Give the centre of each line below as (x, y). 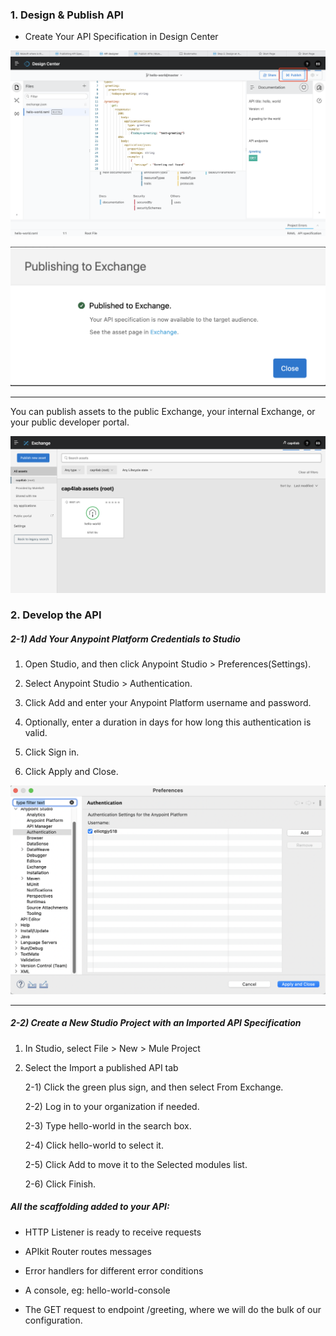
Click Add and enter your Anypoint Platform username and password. (168, 703)
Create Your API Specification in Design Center (121, 37)
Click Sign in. (52, 752)
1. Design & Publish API (67, 15)
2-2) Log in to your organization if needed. (112, 1106)
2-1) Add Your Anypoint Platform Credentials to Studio (125, 639)
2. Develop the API (56, 615)
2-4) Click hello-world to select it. (94, 1145)
